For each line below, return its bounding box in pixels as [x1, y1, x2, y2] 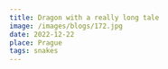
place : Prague [9, 38, 63, 47]
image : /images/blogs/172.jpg [9, 22, 124, 30]
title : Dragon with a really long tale [9, 13, 160, 22]
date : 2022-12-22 [9, 30, 75, 39]
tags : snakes [9, 47, 59, 56]
